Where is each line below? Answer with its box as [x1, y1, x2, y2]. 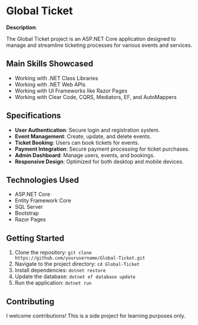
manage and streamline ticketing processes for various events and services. [6, 42, 193, 49]
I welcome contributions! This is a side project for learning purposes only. [6, 313, 186, 319]
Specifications [6, 111, 61, 121]
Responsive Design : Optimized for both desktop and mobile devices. [14, 158, 184, 165]
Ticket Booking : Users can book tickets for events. [14, 139, 139, 146]
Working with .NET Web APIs [14, 81, 86, 88]
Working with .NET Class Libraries [14, 74, 98, 81]
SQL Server [14, 203, 43, 211]
